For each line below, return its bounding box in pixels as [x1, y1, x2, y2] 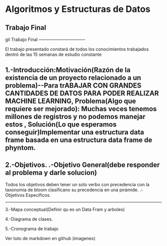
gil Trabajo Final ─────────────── [5, 36, 85, 42]
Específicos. [25, 192, 51, 198]
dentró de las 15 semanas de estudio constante [5, 51, 102, 57]
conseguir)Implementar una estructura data [5, 128, 144, 136]
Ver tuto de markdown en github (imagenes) [5, 236, 96, 242]
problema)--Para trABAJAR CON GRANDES [5, 81, 142, 90]
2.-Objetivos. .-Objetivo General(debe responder [5, 160, 160, 169]
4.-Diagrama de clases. [5, 216, 53, 222]
